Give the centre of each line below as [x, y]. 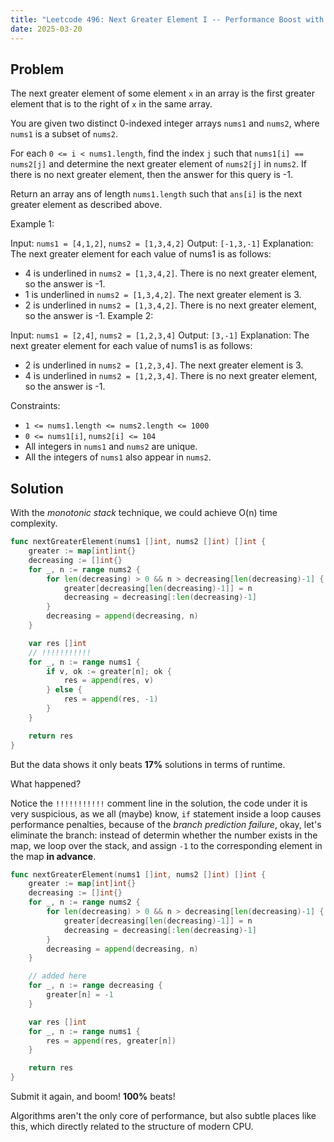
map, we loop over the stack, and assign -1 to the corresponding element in [166, 845]
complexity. [34, 523]
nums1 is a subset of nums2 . [64, 134]
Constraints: [35, 406]
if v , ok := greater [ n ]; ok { [109, 671]
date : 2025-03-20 [46, 29]
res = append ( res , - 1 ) [111, 699]
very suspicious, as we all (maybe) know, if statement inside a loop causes [166, 813]
